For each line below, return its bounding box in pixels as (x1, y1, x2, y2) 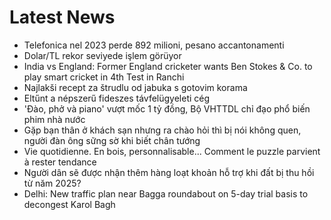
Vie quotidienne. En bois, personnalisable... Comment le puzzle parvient (23, 145, 321, 157)
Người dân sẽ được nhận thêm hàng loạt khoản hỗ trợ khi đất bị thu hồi (23, 166, 315, 178)
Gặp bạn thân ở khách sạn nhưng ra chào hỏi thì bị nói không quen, (23, 124, 302, 136)
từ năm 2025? (23, 177, 82, 189)
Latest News (9, 6, 116, 29)
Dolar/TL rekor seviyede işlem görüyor (23, 49, 182, 61)
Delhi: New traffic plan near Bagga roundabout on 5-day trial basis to (23, 187, 309, 200)
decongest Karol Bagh (23, 198, 116, 210)
